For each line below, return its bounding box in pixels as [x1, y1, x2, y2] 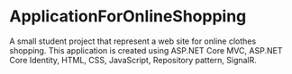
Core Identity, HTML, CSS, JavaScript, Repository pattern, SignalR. [9, 54, 257, 65]
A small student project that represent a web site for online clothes [9, 36, 257, 46]
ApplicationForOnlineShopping [9, 6, 247, 27]
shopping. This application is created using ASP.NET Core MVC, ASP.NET [9, 45, 283, 55]
